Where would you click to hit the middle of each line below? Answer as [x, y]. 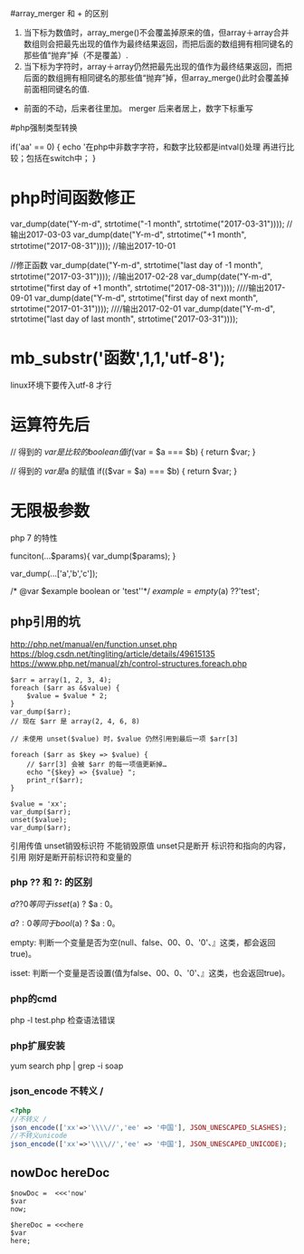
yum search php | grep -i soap [67, 1066]
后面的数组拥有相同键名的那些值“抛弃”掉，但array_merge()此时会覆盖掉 [156, 78]
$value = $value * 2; [67, 695]
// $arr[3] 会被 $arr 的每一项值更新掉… [97, 764]
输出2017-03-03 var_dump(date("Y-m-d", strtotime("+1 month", [128, 235]
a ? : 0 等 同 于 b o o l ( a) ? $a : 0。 [65, 923]
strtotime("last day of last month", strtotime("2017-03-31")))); [124, 319]
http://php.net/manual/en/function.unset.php [94, 644]
